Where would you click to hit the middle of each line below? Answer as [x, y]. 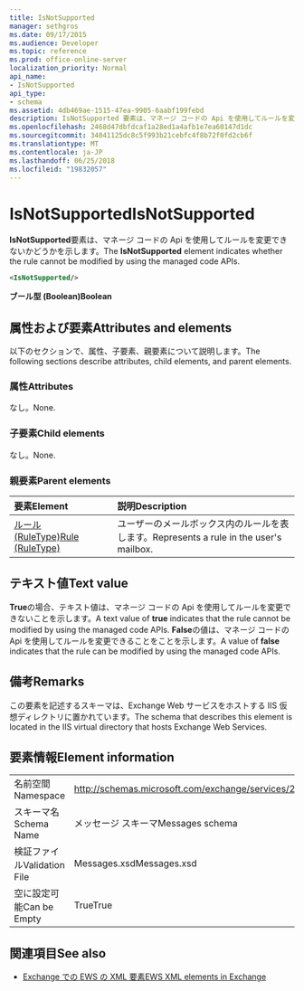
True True [93, 905]
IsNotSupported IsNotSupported [132, 214]
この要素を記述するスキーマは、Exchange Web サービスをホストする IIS [143, 705]
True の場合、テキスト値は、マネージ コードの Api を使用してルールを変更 [146, 607]
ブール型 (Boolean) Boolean [61, 297]
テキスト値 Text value [69, 584]
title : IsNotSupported [52, 18]
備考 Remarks [47, 682]
